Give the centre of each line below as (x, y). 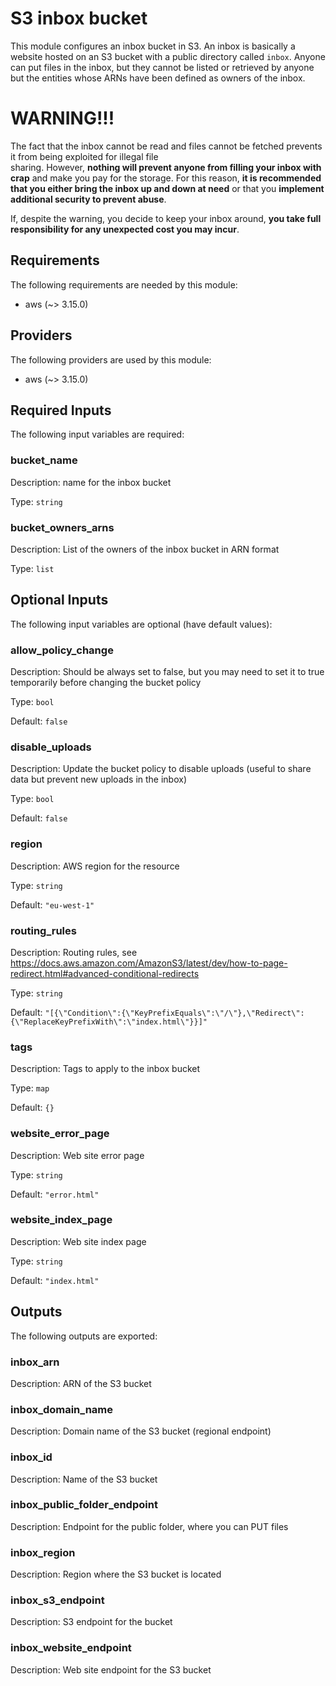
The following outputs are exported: (84, 1336)
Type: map (30, 1088)
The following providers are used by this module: (111, 359)
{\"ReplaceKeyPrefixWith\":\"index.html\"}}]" (109, 1022)
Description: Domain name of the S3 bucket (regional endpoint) (141, 1431)
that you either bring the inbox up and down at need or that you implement (167, 188)
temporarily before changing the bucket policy (106, 683)
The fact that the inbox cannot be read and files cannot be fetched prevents (166, 146)
